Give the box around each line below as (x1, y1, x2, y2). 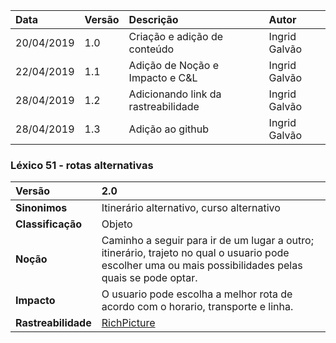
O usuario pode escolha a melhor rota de (101, 287, 293, 301)
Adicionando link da (128, 87, 222, 101)
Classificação (15, 217, 83, 231)
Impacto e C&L (128, 71, 198, 84)
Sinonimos (15, 201, 68, 215)
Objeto (101, 217, 133, 231)
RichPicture (101, 316, 156, 330)
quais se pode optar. (101, 271, 198, 285)
